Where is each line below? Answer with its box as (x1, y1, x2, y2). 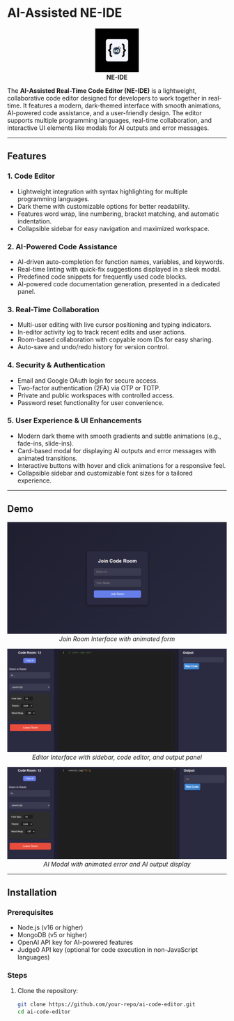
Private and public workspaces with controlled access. (17, 391, 175, 399)
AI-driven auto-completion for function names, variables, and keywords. (17, 257, 225, 266)
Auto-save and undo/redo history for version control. (17, 343, 169, 351)
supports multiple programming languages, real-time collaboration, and (7, 116, 212, 124)
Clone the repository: (17, 986, 79, 994)
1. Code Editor (7, 171, 56, 181)
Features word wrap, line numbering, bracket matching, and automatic (17, 210, 219, 218)
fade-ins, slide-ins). (17, 439, 75, 448)
